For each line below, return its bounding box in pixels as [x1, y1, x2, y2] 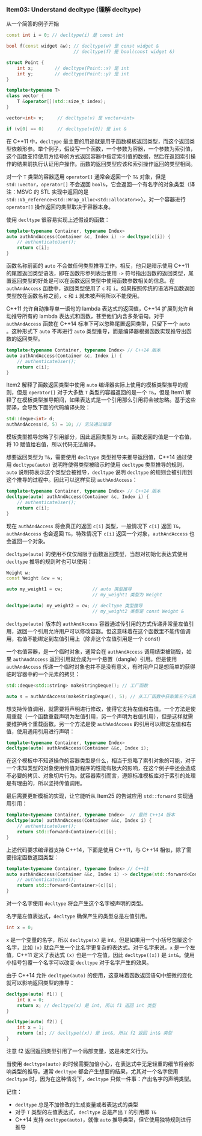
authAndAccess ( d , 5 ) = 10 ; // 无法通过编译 [6, 421, 112, 428]
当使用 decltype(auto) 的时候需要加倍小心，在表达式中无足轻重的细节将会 [6, 1060, 189, 1067]
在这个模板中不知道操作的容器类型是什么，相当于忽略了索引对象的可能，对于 [6, 757, 196, 764]
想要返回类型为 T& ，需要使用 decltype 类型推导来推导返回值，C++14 [6, 453, 176, 461]
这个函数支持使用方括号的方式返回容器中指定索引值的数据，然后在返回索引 [6, 153, 191, 160]
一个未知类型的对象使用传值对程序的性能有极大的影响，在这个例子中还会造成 [6, 765, 196, 772]
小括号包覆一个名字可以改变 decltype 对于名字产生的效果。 [6, 959, 152, 966]
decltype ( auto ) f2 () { [6, 1019, 63, 1025]
